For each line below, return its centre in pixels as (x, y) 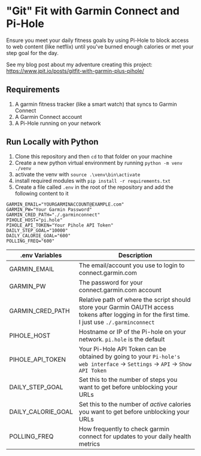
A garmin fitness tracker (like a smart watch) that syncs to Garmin (96, 104)
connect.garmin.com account (120, 290)
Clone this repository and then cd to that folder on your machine (93, 156)
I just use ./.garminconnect (117, 322)
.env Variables (41, 255)
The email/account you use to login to (132, 265)
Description (135, 255)
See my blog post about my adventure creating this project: (79, 65)
